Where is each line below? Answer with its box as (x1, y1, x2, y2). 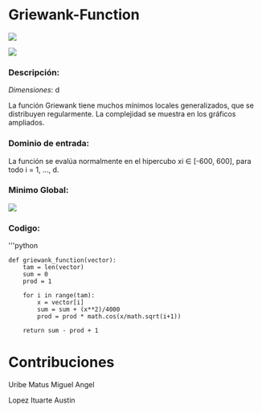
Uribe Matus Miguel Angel (8, 380, 95, 390)
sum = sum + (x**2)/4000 (37, 305, 121, 314)
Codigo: (8, 223, 40, 234)
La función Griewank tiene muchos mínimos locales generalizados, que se (8, 100, 255, 110)
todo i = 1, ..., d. (8, 165, 59, 174)
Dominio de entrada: (8, 138, 90, 149)
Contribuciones (8, 354, 115, 371)
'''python (8, 241, 39, 251)
